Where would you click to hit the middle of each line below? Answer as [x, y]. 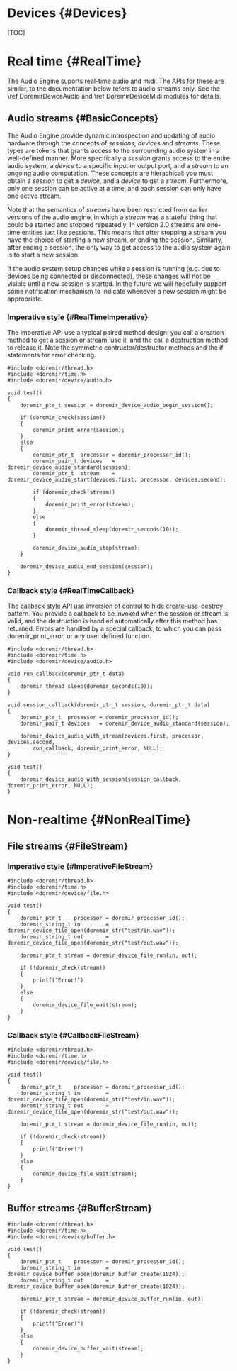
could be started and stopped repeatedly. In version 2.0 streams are [106, 224]
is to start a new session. [44, 255]
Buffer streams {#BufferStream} [80, 1208]
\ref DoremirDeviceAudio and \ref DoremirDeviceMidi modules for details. [114, 96]
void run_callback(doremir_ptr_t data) [66, 674]
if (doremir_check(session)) [63, 417]
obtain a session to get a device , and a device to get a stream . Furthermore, [118, 181]
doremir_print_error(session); [79, 430]
